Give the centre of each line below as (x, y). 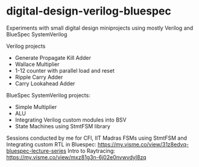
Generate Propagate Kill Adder (53, 57)
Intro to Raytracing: (91, 151)
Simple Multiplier (36, 106)
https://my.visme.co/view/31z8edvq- (143, 144)
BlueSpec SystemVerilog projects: (48, 95)
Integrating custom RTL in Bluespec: (51, 144)
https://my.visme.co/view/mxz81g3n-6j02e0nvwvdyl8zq (76, 157)
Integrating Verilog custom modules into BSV (71, 120)
